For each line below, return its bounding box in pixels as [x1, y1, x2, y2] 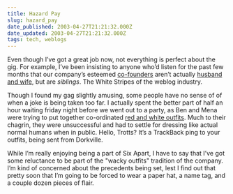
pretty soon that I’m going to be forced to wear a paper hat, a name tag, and [7, 172, 225, 180]
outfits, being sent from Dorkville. [7, 135, 103, 144]
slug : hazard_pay [7, 17, 58, 24]
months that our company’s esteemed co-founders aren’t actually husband [7, 70, 223, 79]
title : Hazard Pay [7, 10, 61, 17]
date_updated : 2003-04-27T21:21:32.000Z [7, 29, 127, 37]
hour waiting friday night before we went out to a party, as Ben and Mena [7, 106, 218, 114]
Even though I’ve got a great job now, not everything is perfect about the [7, 55, 216, 64]
